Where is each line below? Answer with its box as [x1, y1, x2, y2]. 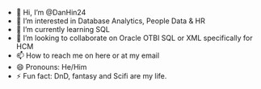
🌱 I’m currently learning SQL [15, 25, 111, 34]
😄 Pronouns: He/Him [15, 63, 87, 71]
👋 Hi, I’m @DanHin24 [15, 8, 86, 17]
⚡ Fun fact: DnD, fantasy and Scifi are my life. [15, 71, 167, 80]
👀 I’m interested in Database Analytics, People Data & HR [15, 16, 206, 26]
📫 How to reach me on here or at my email [15, 51, 160, 60]
